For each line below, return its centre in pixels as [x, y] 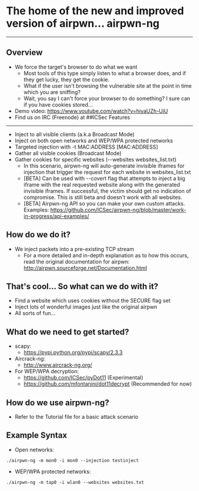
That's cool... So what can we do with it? [82, 286]
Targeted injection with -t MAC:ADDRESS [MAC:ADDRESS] [86, 147]
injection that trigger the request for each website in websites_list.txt [107, 172]
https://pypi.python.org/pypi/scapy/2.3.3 [73, 352]
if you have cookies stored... [58, 104]
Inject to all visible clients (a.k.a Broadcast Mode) [75, 134]
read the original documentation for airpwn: [77, 261]
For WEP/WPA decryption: [46, 371]
